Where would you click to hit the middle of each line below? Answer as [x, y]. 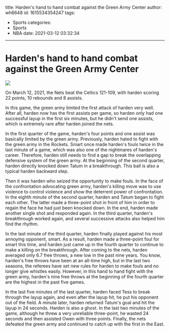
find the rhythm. [22, 224]
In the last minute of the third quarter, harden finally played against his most [84, 233]
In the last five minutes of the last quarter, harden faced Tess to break [78, 292]
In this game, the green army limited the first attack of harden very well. [80, 108]
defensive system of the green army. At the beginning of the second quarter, [85, 160]
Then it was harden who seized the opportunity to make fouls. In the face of [84, 181]
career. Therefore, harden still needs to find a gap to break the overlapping [83, 155]
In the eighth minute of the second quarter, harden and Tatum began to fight [85, 197]
